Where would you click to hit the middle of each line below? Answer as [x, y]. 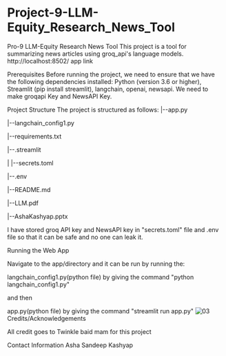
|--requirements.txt [34, 136]
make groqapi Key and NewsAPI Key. [60, 96]
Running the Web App [38, 250]
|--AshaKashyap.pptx [38, 216]
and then [20, 297]
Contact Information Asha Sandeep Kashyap [70, 345]
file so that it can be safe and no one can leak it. [75, 237]
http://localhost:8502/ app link [50, 61]
